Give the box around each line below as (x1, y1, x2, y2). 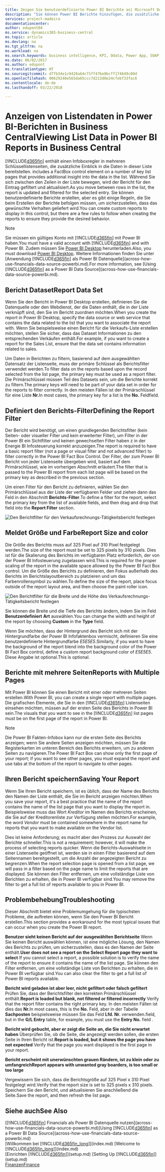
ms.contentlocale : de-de (5, 80, 56, 85)
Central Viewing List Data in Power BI (5, 132, 157, 143)
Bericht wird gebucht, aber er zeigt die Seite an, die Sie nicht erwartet (5, 1026, 150, 1032)
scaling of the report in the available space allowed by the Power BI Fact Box (5, 563, 160, 569)
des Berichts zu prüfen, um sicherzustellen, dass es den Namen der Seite (5, 944, 154, 950)
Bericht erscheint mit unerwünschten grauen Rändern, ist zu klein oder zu (5, 1057, 160, 1063)
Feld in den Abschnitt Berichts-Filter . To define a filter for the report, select (5, 495, 157, 501)
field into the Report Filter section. (5, 505, 75, 511)
